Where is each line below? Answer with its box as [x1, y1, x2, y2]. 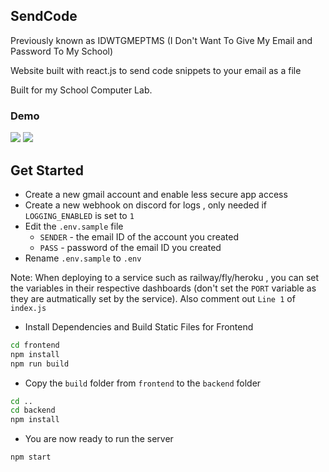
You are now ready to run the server [24, 433, 174, 445]
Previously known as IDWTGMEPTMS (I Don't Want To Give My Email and [10, 34, 313, 46]
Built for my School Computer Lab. [10, 84, 153, 96]
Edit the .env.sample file [24, 220, 124, 232]
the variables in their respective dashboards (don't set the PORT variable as [10, 282, 317, 294]
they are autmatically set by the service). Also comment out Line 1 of [10, 292, 296, 304]
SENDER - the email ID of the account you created [39, 230, 239, 243]
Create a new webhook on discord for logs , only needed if [24, 199, 268, 211]
